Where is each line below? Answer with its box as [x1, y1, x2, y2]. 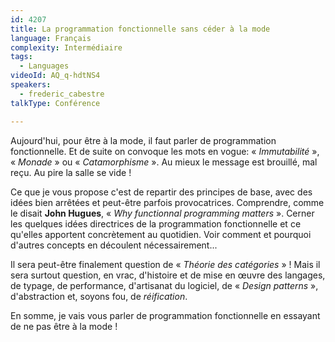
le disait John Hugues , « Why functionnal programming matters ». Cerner [10, 207, 315, 219]
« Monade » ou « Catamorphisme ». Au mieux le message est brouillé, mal [10, 156, 318, 168]
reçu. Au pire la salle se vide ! [10, 166, 132, 178]
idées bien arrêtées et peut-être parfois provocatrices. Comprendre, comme [10, 196, 325, 208]
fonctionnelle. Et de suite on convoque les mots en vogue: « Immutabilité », [10, 145, 320, 157]
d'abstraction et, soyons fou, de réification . [10, 290, 188, 302]
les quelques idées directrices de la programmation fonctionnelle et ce [10, 217, 302, 230]
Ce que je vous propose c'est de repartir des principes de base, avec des [10, 186, 313, 198]
